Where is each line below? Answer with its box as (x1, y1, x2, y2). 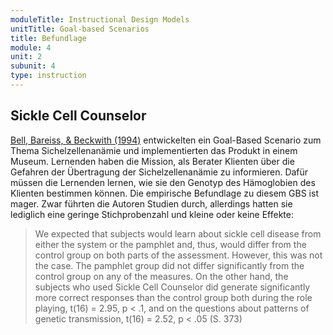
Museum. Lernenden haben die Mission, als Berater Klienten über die (10, 155, 295, 167)
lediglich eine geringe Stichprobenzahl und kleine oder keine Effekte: (10, 208, 294, 220)
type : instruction (10, 71, 87, 81)
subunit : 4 (10, 61, 56, 71)
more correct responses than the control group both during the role (34, 291, 313, 303)
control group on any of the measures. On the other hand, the (34, 270, 289, 282)
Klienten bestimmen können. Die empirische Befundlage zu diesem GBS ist (10, 187, 319, 199)
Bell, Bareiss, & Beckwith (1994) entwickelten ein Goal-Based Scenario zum (10, 134, 322, 146)
